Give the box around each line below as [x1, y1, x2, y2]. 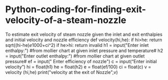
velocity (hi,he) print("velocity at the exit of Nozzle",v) [5, 69, 118, 75]
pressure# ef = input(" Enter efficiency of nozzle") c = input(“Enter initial [5, 58, 157, 64]
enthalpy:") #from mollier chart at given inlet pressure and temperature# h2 [5, 47, 163, 54]
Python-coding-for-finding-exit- [5, 4, 146, 15]
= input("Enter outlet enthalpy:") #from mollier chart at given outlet [5, 52, 145, 59]
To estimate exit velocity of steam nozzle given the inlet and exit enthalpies [5, 31, 163, 37]
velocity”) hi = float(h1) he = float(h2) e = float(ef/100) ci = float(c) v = [5, 64, 152, 70]
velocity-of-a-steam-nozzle [5, 14, 126, 26]
